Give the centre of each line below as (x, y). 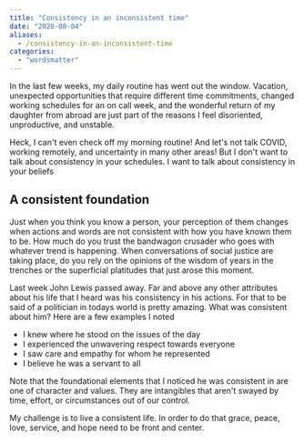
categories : (32, 52)
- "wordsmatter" (48, 60)
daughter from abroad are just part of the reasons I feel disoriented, (137, 115)
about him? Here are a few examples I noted (92, 316)
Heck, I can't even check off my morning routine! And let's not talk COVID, (148, 142)
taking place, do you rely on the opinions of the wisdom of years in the (142, 260)
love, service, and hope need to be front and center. (107, 427)
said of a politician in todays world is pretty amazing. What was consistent (148, 306)
